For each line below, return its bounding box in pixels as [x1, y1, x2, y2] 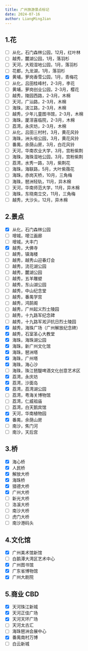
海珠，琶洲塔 [12, 349, 38, 355]
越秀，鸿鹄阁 [12, 300, 38, 306]
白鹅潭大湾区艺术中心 [12, 556, 55, 562]
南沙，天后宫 [12, 429, 38, 435]
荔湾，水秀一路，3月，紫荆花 [12, 160, 70, 166]
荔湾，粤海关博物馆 [12, 392, 51, 398]
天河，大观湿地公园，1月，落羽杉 [12, 62, 78, 68]
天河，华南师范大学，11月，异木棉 [12, 185, 80, 190]
